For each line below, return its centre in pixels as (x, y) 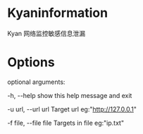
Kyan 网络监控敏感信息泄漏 (46, 33)
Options (31, 62)
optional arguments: (36, 82)
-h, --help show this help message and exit (70, 95)
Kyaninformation (57, 13)
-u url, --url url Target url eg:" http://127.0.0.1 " (72, 109)
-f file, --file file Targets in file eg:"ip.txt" (66, 123)
